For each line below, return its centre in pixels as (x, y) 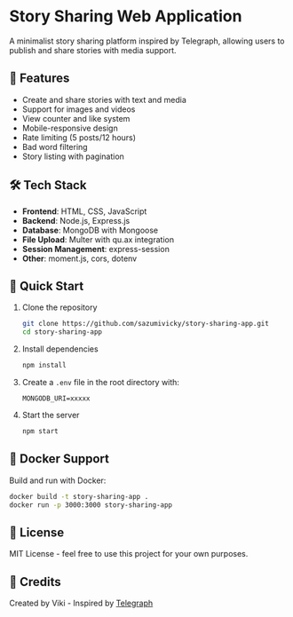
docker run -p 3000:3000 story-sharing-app (91, 505)
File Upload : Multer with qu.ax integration (98, 239)
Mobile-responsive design (70, 128)
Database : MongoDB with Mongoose (90, 230)
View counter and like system (76, 118)
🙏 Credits (36, 582)
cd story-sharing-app (62, 332)
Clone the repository (59, 307)
